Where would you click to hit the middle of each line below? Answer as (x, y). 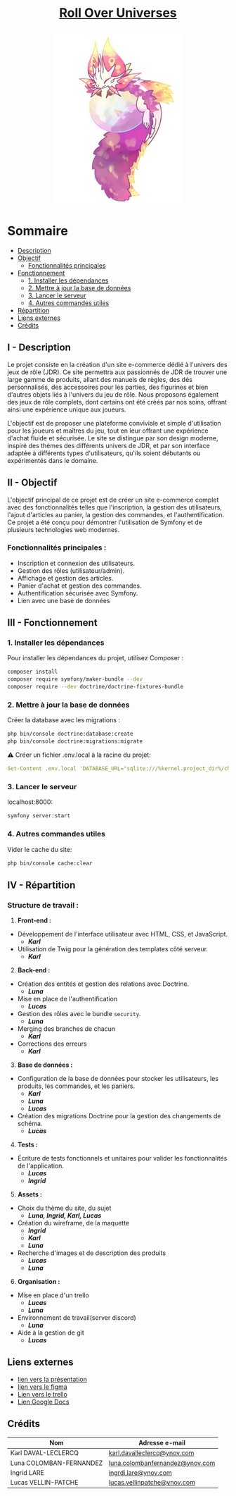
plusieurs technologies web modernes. (64, 529)
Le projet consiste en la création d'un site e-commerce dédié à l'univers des (117, 364)
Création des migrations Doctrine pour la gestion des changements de (119, 1116)
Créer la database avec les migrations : (64, 720)
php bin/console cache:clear (50, 863)
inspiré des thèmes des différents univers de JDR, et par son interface (109, 445)
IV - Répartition (41, 885)
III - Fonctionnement (52, 623)
